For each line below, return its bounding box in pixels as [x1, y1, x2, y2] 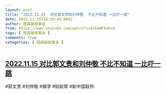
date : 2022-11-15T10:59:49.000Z [5, 16, 72, 21]
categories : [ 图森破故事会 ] [5, 40, 63, 45]
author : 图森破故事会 [5, 21, 46, 26]
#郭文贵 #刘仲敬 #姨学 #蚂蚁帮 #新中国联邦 [5, 83, 94, 89]
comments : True [5, 35, 37, 40]
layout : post [5, 7, 32, 12]
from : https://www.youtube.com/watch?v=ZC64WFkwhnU [5, 26, 115, 31]
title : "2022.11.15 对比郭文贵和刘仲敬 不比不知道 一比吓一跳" [5, 12, 130, 17]
